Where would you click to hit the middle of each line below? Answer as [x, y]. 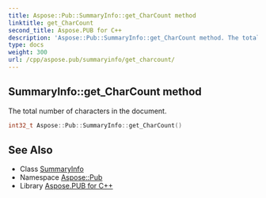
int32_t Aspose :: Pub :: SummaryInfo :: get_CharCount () [95, 125]
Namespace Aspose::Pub [61, 177]
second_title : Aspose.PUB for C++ [65, 30]
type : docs [26, 45]
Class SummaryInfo [52, 169]
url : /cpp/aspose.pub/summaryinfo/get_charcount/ [92, 60]
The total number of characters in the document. [87, 111]
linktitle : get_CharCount [51, 23]
